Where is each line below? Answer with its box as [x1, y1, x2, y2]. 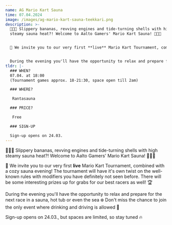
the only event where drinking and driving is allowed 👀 [5, 204, 120, 210]
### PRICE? [10, 105, 33, 110]
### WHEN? [10, 68, 31, 73]
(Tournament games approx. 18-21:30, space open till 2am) [10, 78, 139, 83]
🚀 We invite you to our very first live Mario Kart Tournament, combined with [5, 162, 165, 169]
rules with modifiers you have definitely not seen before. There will [20, 173, 161, 179]
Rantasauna [12, 96, 36, 101]
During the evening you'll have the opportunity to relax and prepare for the [5, 191, 162, 197]
